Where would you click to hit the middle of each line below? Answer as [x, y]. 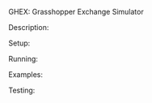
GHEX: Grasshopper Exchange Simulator [76, 12]
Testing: [22, 90]
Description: [29, 27]
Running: [23, 59]
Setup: [19, 43]
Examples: [25, 75]
